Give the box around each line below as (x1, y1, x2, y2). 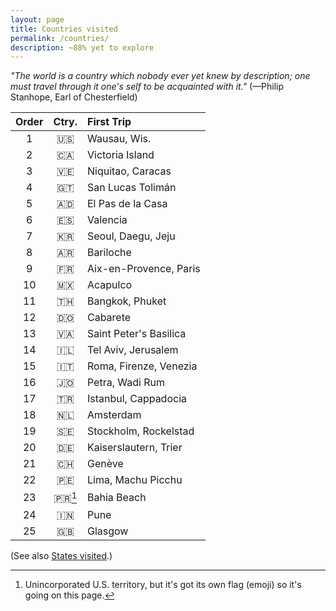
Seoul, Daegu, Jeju (86, 229, 176, 243)
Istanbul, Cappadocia (86, 392, 187, 406)
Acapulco (86, 278, 133, 292)
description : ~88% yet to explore (10, 42, 155, 53)
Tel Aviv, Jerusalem (86, 343, 179, 357)
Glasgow (86, 524, 129, 538)
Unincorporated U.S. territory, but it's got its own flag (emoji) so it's (24, 578, 302, 590)
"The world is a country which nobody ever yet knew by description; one (10, 70, 311, 82)
